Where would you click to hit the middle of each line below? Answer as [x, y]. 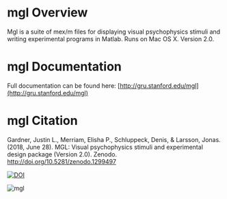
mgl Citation [42, 121]
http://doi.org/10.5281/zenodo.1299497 [62, 161]
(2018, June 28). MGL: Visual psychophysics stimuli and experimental [105, 147]
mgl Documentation [64, 67]
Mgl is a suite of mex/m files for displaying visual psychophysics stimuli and [114, 32]
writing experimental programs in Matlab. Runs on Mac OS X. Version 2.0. [110, 38]
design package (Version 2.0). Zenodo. [62, 154]
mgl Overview [48, 13]
